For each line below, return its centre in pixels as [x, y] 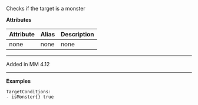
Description [77, 34]
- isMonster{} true [30, 97]
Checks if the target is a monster [46, 9]
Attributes [19, 20]
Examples [19, 81]
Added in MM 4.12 [28, 64]
